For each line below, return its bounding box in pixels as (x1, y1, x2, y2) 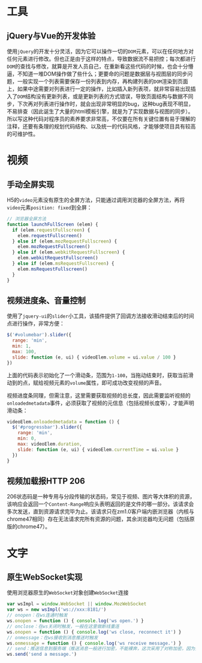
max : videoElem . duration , (17, 441, 83, 447)
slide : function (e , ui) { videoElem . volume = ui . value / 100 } (12, 354, 176, 360)
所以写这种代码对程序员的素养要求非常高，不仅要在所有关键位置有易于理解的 (7, 115, 196, 123)
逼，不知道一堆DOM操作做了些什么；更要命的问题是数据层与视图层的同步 (7, 70, 188, 77)
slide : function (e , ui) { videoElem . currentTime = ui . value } (17, 446, 179, 453)
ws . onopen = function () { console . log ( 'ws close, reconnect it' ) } (7, 629, 182, 635)
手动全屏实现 (7, 179, 55, 189)
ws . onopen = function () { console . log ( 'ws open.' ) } (7, 618, 144, 624)
